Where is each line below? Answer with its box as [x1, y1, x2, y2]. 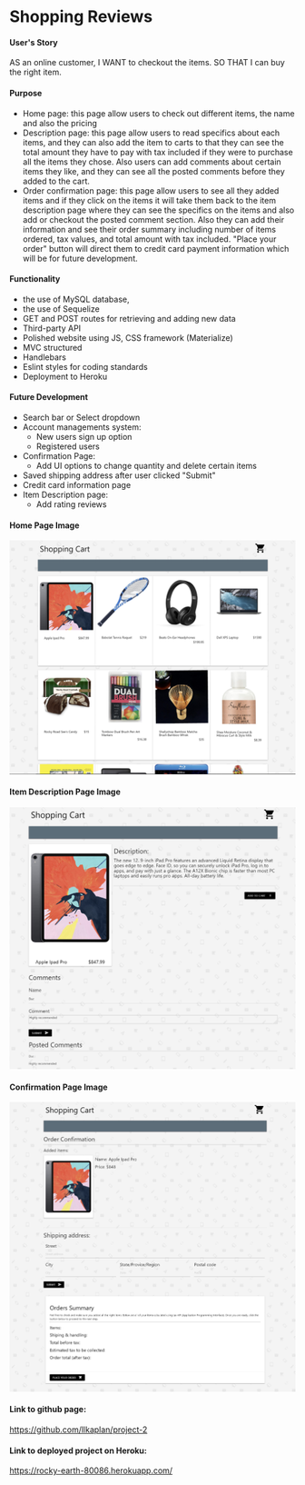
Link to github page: [9, 1404, 87, 1415]
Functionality [9, 274, 61, 284]
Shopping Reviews [9, 6, 152, 27]
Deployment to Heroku [22, 371, 107, 382]
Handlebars [22, 352, 66, 363]
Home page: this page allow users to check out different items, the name [22, 107, 295, 119]
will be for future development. [22, 253, 138, 264]
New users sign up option [35, 432, 133, 442]
